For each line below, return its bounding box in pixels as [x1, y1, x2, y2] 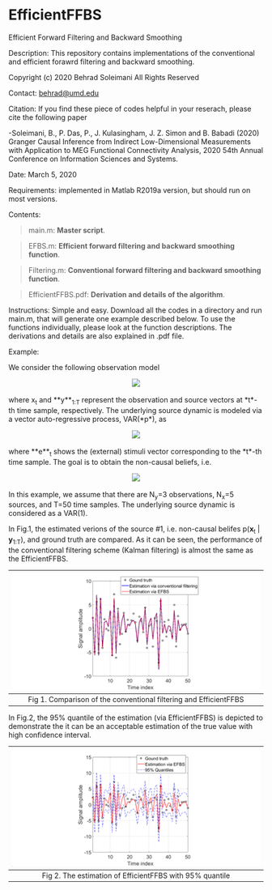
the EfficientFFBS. [8, 553, 69, 564]
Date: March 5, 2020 [8, 169, 77, 179]
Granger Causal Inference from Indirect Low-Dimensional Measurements [8, 136, 251, 147]
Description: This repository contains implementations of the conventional [8, 48, 255, 57]
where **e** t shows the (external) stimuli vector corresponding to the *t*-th [8, 446, 262, 458]
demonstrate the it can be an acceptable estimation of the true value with [8, 721, 253, 730]
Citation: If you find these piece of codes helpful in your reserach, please [8, 104, 252, 113]
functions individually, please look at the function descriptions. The [8, 322, 232, 332]
